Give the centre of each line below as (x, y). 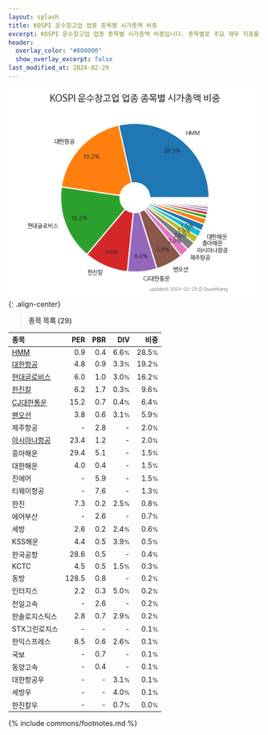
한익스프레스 (31, 642)
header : (21, 43)
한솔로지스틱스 (35, 616)
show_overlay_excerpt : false (64, 59)
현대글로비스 (31, 377)
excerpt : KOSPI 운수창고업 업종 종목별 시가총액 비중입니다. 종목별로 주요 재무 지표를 (134, 34)
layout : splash (34, 17)
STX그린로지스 (35, 629)
